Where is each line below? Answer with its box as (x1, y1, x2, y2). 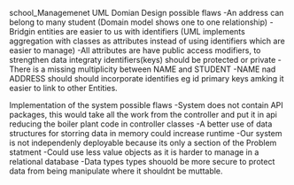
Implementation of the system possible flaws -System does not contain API (9, 100, 283, 110)
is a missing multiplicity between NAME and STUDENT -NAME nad (32, 64, 276, 74)
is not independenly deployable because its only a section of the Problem (9, 137, 277, 148)
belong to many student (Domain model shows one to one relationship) (9, 17, 268, 27)
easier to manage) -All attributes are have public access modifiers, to (9, 45, 261, 56)
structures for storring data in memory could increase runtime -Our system (9, 128, 282, 138)
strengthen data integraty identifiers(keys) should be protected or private (9, 55, 276, 65)
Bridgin (9, 27, 35, 36)
